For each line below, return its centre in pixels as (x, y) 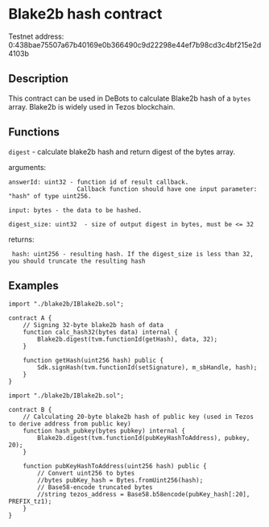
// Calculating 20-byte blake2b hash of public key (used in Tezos (138, 417)
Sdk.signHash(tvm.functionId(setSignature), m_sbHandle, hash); (147, 367)
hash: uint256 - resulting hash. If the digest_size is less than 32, (132, 254)
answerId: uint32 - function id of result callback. (99, 182)
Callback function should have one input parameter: (167, 189)
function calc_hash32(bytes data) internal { (101, 332)
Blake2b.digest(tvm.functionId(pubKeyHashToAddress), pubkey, (144, 438)
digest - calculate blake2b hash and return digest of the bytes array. (122, 151)
